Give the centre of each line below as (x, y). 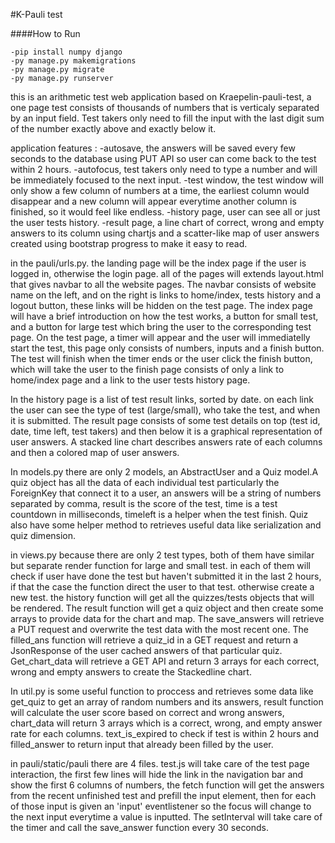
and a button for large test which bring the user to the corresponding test (161, 327)
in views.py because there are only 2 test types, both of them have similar (162, 555)
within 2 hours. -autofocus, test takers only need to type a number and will (164, 169)
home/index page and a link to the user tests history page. (130, 380)
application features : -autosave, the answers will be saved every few (153, 148)
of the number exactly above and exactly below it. (113, 128)
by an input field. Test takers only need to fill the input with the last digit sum (167, 118)
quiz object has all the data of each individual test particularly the (145, 482)
